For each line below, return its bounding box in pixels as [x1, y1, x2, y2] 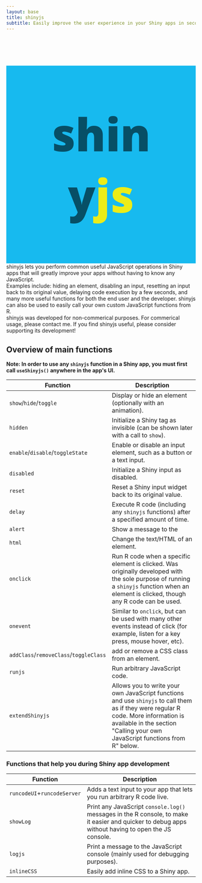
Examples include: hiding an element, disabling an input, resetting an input [6, 282, 191, 289]
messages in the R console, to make [87, 810, 188, 819]
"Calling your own [112, 727, 162, 735]
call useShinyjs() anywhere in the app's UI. [6, 367, 115, 374]
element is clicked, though [112, 590, 186, 598]
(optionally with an [112, 399, 164, 407]
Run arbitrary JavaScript [112, 664, 181, 672]
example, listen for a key [112, 630, 180, 638]
